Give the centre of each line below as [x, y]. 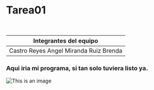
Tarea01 [26, 10]
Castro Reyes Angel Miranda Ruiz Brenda [66, 50]
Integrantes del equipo [66, 40]
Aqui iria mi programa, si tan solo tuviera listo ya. [77, 68]
